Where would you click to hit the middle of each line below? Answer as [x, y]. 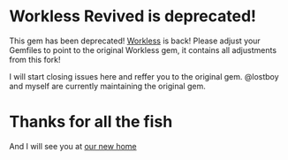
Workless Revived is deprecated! [133, 16]
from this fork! [35, 59]
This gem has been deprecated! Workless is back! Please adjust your [135, 41]
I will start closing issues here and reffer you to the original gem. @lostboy [144, 76]
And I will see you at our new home [73, 146]
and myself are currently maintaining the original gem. [107, 86]
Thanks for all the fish [91, 122]
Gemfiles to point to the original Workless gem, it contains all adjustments [143, 50]
